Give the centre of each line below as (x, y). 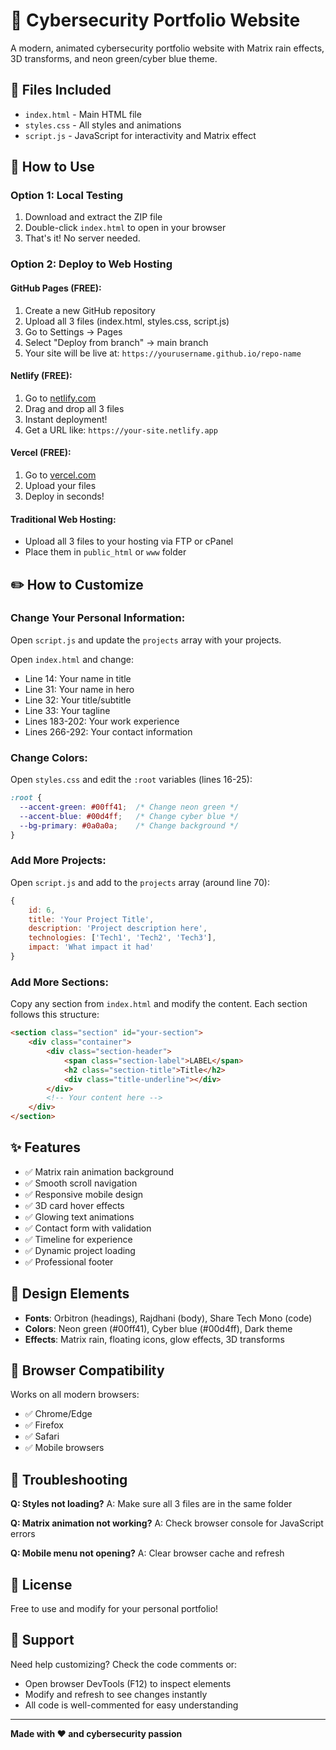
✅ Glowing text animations (79, 1216)
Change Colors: (49, 757)
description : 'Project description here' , (118, 929)
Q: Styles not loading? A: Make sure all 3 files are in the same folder (151, 1504)
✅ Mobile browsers (64, 1448)
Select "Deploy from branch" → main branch (116, 342)
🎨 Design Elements (70, 1294)
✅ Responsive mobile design (84, 1194)
